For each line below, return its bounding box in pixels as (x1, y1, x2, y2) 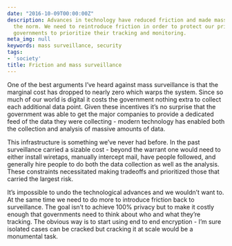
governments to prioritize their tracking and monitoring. (13, 29, 187, 37)
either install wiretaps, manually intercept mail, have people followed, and (7, 153, 216, 161)
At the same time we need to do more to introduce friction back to (7, 195, 195, 204)
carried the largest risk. (7, 174, 74, 183)
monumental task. (7, 232, 59, 240)
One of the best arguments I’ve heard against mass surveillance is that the (7, 80, 219, 88)
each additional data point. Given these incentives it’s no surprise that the (7, 102, 216, 111)
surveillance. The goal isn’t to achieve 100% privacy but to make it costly (7, 202, 215, 211)
